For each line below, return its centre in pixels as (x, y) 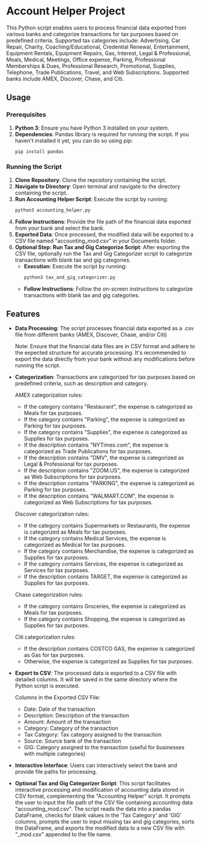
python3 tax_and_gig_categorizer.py (70, 277)
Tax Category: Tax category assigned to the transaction (93, 735)
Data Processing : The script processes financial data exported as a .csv (104, 328)
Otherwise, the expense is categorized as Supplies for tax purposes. (108, 662)
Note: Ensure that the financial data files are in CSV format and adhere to (105, 346)
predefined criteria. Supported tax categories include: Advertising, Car (93, 40)
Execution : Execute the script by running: (75, 266)
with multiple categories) (55, 754)
